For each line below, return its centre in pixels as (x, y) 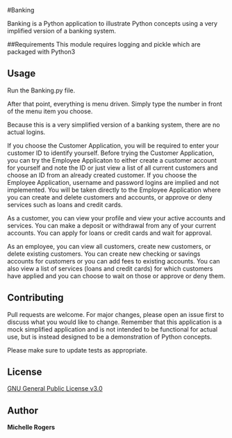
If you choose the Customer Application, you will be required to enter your (113, 145)
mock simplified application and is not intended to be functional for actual (112, 329)
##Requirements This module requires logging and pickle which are (104, 44)
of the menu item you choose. (50, 111)
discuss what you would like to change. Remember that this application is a (115, 322)
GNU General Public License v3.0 (55, 389)
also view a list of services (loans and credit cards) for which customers (110, 268)
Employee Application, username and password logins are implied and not (113, 182)
